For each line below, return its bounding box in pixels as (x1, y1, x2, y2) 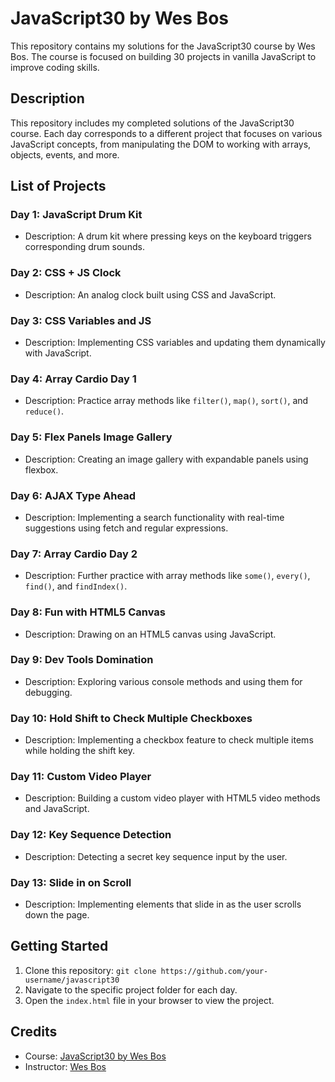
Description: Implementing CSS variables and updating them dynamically (24, 337, 326, 349)
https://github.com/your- (160, 966, 269, 976)
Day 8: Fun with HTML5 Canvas (10, 605, 166, 619)
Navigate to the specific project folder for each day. (24, 983, 238, 996)
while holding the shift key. (24, 745, 136, 757)
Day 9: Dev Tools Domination (10, 653, 154, 667)
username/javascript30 (24, 975, 120, 985)
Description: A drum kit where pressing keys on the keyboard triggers (24, 230, 312, 242)
